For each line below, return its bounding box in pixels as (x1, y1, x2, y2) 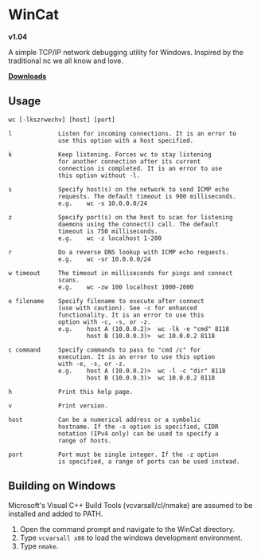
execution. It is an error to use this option (58, 352, 216, 360)
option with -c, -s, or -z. (58, 317, 151, 326)
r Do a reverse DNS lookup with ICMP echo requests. (8, 248, 229, 256)
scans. (58, 276, 80, 284)
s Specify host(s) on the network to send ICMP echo (8, 185, 229, 193)
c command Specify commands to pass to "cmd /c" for (8, 345, 201, 354)
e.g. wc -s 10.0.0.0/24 (58, 199, 148, 207)
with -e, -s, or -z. (58, 360, 127, 368)
